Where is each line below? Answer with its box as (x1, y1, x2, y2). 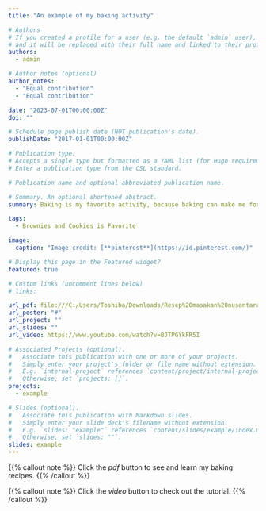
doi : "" (8, 113, 34, 121)
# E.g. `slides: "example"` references (8, 426, 147, 434)
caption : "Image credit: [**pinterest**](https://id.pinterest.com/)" (15, 244, 253, 252)
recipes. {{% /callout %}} (8, 471, 90, 480)
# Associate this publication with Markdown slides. (8, 411, 193, 419)
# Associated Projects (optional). (8, 345, 126, 353)
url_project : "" (8, 317, 62, 325)
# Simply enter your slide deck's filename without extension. (8, 418, 228, 427)
